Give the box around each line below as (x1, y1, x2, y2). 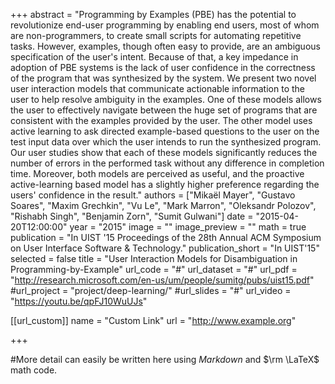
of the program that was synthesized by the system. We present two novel (10, 72, 317, 84)
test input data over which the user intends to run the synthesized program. (10, 136, 322, 148)
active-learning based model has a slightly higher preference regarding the (10, 179, 320, 190)
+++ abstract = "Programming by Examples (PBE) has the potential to (10, 9, 297, 20)
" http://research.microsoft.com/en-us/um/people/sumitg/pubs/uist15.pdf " (10, 274, 315, 286)
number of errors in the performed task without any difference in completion (10, 157, 325, 169)
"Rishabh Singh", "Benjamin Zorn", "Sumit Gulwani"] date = (10, 210, 254, 222)
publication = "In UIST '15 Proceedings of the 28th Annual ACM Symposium (10, 232, 322, 243)
